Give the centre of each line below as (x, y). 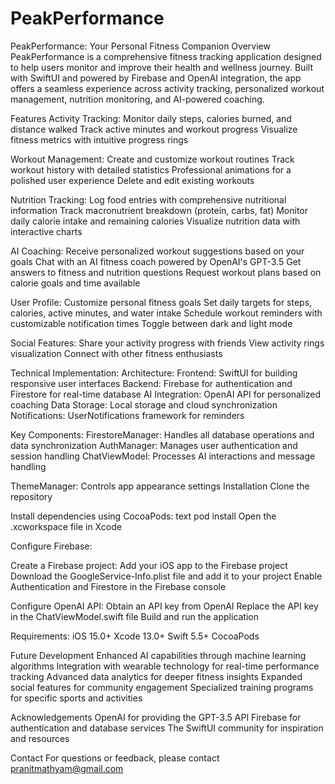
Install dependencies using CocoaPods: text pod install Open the (143, 516)
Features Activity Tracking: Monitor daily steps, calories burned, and (151, 118)
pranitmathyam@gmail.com (67, 768)
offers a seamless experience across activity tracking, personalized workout (167, 88)
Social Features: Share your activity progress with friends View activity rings (167, 343)
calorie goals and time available (75, 283)
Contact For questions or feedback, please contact (115, 758)
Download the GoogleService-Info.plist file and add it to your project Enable (166, 576)
